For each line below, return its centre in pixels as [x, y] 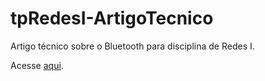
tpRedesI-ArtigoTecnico [112, 18]
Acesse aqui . [37, 65]
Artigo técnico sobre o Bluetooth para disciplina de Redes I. [132, 46]
